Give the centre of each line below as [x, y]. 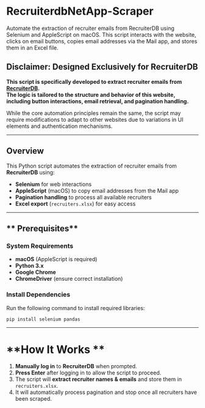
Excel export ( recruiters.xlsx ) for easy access [75, 204]
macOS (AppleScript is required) [56, 259]
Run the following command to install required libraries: [76, 308]
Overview [25, 151]
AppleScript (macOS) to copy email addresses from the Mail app [97, 190]
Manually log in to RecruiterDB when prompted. [76, 366]
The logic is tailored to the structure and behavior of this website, [91, 95]
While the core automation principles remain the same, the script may [94, 113]
